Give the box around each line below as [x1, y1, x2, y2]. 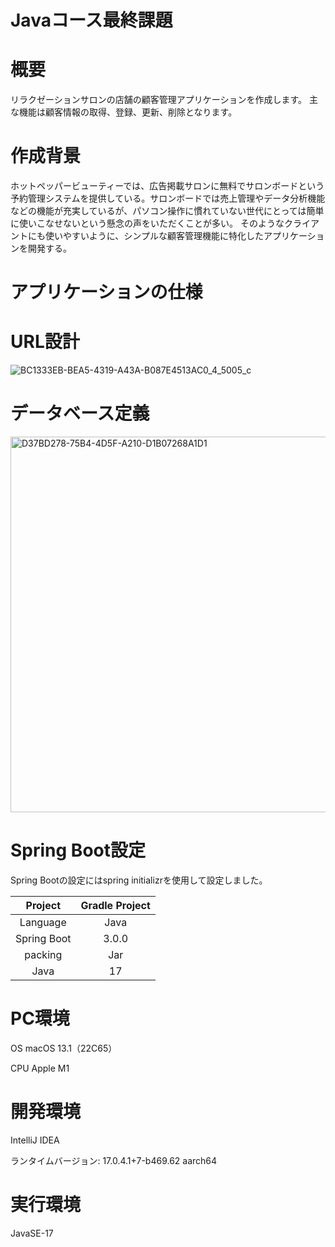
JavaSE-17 [10, 1227, 54, 1239]
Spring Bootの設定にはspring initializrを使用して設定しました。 [10, 874, 268, 886]
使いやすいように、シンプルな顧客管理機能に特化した [44, 230, 264, 242]
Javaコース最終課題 [10, 9, 173, 32]
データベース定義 [10, 402, 150, 425]
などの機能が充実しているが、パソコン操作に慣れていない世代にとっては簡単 [10, 205, 325, 217]
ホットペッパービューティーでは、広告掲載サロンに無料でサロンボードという [10, 180, 325, 192]
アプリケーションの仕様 [10, 281, 203, 304]
